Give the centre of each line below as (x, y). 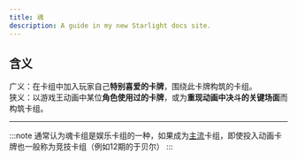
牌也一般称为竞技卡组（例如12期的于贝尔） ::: (91, 147)
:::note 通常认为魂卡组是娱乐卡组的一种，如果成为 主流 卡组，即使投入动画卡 (146, 136)
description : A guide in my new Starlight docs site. (110, 26)
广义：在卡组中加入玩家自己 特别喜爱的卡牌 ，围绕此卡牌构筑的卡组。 (133, 87)
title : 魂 (27, 17)
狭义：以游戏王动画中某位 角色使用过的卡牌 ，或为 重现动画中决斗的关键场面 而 (148, 97)
